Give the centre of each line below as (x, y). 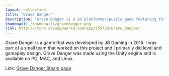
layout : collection (26, 10)
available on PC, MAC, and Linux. (39, 58)
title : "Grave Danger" (29, 14)
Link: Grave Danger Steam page (38, 68)
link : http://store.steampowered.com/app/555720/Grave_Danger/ (73, 28)
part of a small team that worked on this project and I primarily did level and (83, 48)
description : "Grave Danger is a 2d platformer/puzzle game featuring (81, 19)
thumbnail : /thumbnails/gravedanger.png (48, 24)
